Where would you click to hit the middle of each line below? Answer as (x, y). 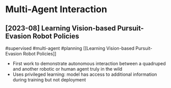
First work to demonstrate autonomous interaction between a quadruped (89, 64)
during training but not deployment (49, 80)
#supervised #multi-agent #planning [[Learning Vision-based (70, 48)
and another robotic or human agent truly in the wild (67, 69)
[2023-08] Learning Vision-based (60, 28)
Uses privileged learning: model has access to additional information (85, 74)
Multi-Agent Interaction (56, 9)
